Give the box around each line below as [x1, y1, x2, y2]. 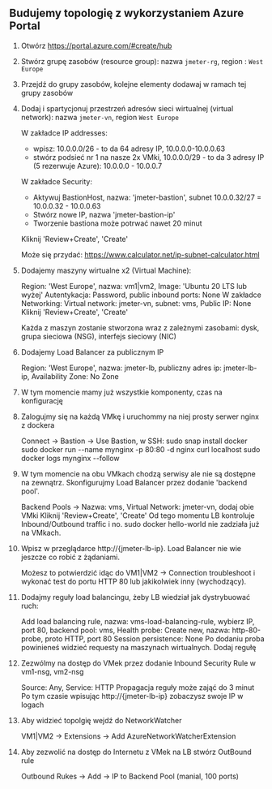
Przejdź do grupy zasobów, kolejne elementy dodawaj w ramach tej [20, 79, 247, 88]
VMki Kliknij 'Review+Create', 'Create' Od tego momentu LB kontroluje [20, 511, 255, 520]
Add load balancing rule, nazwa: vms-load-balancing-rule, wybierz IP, [20, 616, 255, 626]
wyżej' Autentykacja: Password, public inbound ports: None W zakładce [20, 290, 261, 300]
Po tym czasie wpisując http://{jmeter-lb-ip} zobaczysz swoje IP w [20, 691, 244, 701]
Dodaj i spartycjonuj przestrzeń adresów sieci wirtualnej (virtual [20, 103, 234, 113]
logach [20, 700, 45, 709]
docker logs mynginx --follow [20, 453, 120, 463]
